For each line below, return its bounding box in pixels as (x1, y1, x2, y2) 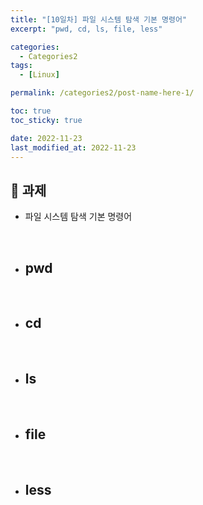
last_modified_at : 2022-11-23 (10, 142, 137, 153)
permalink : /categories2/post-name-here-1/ (10, 88, 195, 98)
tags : (10, 61, 33, 71)
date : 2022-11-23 (10, 133, 83, 143)
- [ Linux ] (19, 70, 60, 80)
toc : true (10, 106, 52, 116)
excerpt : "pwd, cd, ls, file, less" (10, 24, 163, 34)
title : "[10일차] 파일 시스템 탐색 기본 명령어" (10, 14, 188, 25)
